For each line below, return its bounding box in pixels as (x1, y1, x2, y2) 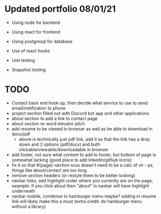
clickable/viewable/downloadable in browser (18, 146, 109, 152)
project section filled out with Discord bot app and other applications (11, 110, 149, 116)
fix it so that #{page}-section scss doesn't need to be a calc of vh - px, (11, 162, 154, 168)
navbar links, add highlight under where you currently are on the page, (11, 177, 153, 183)
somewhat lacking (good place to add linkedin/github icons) (11, 157, 132, 163)
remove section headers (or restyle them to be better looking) (11, 172, 136, 178)
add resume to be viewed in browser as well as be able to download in (11, 126, 153, 132)
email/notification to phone (11, 105, 66, 111)
